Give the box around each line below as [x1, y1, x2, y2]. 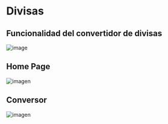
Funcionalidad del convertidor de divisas [6, 28, 163, 39]
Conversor [6, 95, 47, 105]
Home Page [6, 61, 51, 72]
